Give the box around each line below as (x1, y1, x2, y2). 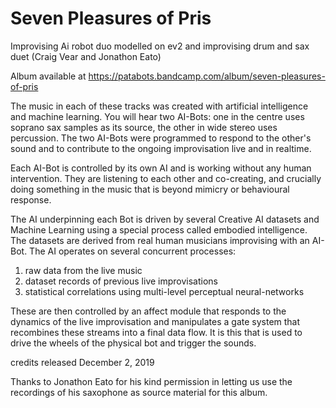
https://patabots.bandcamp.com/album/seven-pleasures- (88, 70, 326, 82)
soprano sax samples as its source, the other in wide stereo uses (10, 121, 278, 133)
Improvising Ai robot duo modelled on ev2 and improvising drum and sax (10, 40, 310, 52)
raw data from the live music (24, 264, 143, 276)
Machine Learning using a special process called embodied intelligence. (10, 223, 308, 236)
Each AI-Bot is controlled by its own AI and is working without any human (10, 162, 312, 174)
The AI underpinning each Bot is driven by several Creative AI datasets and (10, 213, 320, 225)
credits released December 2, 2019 (10, 356, 155, 368)
